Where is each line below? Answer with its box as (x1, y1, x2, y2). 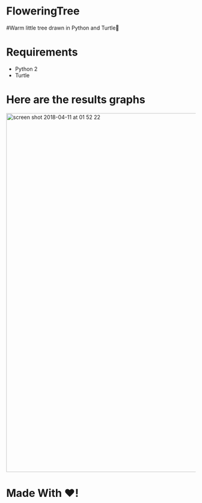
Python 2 (14, 65, 38, 72)
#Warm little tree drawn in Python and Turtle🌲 (6, 24, 119, 31)
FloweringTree (6, 4, 80, 18)
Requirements (6, 45, 78, 59)
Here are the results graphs (6, 93, 145, 107)
